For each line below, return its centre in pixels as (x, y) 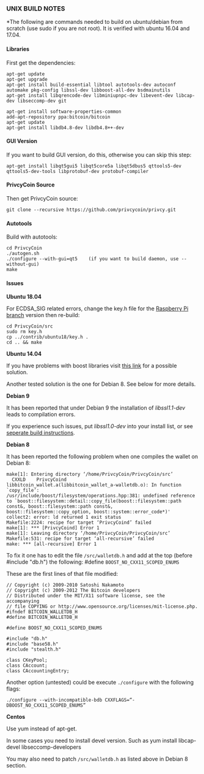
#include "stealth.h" (34, 649)
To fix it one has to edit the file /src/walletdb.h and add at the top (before (99, 556)
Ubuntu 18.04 (24, 297)
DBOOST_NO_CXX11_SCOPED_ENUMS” (46, 706)
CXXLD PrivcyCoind (39, 480)
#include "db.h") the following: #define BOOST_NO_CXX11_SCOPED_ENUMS (93, 562)
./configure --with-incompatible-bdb (54, 700)
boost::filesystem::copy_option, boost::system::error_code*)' (89, 512)
